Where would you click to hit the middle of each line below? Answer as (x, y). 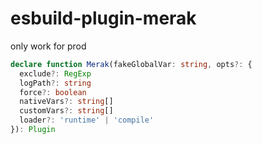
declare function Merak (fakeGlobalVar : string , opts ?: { (131, 64)
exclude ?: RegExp (55, 73)
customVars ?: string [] (66, 111)
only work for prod (48, 46)
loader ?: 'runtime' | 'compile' (87, 120)
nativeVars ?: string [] (66, 102)
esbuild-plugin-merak (103, 18)
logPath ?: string (55, 83)
